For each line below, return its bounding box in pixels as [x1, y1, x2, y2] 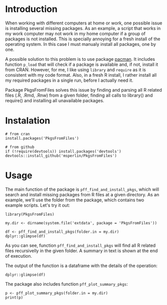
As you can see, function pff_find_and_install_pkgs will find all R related [5, 242, 156, 248]
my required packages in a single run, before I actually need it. [5, 77, 134, 83]
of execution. [5, 253, 32, 259]
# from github [5, 145, 35, 150]
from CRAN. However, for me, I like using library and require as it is [5, 66, 146, 73]
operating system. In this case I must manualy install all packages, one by [5, 41, 156, 47]
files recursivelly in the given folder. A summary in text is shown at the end [5, 248, 158, 254]
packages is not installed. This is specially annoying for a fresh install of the [5, 36, 161, 42]
